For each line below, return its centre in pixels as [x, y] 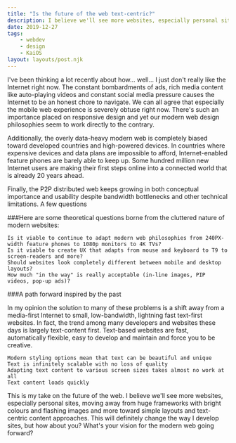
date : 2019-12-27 [33, 27]
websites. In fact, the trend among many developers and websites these [112, 322]
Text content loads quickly [48, 383]
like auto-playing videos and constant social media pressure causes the [111, 94]
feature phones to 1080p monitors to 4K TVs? [93, 244]
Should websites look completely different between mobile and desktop [114, 262]
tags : [15, 33]
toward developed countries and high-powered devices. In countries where [117, 146]
